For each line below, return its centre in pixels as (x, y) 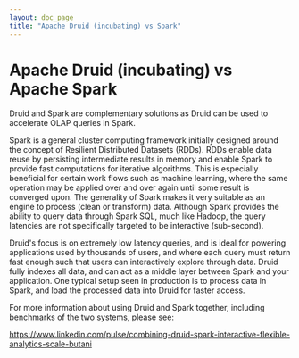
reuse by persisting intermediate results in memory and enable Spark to (141, 159)
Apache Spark (63, 89)
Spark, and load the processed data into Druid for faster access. (127, 290)
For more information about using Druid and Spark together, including (137, 308)
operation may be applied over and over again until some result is (129, 187)
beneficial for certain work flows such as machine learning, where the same (149, 179)
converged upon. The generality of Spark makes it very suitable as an (137, 197)
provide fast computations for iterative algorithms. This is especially (134, 169)
